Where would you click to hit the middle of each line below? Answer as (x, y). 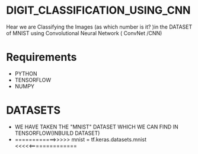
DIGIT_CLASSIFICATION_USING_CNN (98, 10)
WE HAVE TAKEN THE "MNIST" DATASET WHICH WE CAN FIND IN (97, 127)
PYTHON (26, 73)
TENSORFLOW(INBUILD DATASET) (57, 133)
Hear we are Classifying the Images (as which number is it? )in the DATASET (99, 27)
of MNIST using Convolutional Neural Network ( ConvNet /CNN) (84, 33)
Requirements (41, 57)
